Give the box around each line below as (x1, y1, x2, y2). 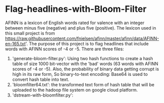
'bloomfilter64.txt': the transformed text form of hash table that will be (12, 81, 155, 87)
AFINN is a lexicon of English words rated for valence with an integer (5, 20, 145, 26)
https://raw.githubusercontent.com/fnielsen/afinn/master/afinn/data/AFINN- (5, 35, 159, 41)
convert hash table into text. (12, 76, 69, 82)
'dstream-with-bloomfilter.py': (12, 92, 73, 98)
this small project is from (5, 30, 55, 36)
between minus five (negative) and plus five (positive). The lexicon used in (5, 25, 156, 31)
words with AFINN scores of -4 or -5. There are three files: (5, 46, 124, 52)
